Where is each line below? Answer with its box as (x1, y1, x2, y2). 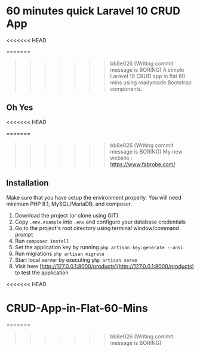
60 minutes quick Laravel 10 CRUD (6, 4, 181, 18)
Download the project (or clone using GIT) (14, 212, 119, 219)
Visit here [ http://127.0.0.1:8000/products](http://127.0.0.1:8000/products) (14, 262, 194, 270)
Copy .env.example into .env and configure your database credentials (14, 218, 186, 225)
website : (110, 154, 133, 161)
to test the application (14, 269, 69, 276)
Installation (6, 178, 49, 188)
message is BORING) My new (110, 148, 183, 155)
